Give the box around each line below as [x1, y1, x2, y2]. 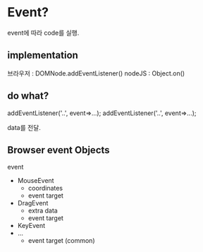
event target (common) [27, 236, 95, 245]
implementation [7, 49, 79, 61]
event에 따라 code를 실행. [7, 28, 80, 37]
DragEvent [17, 199, 49, 208]
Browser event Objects [7, 144, 111, 156]
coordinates [27, 184, 63, 193]
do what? [7, 90, 49, 102]
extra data [27, 206, 58, 215]
